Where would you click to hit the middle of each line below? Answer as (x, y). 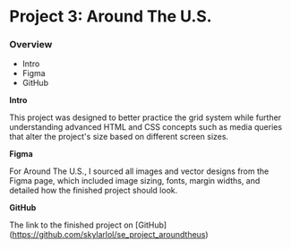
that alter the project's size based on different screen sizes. (119, 137)
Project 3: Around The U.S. (111, 17)
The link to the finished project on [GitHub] (88, 225)
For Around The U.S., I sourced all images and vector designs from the (139, 171)
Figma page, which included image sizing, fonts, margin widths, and (135, 181)
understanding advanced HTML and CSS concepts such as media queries (146, 127)
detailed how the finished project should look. (94, 191)
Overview (31, 45)
